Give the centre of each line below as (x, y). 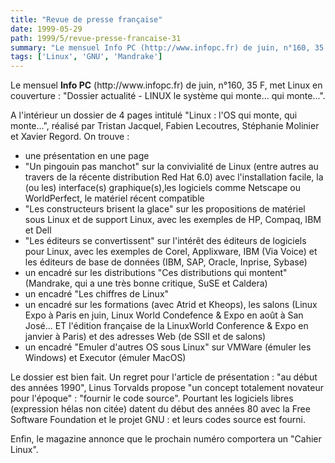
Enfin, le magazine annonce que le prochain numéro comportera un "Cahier (166, 439)
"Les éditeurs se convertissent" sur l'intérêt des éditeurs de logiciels (165, 241)
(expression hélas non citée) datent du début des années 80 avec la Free (160, 409)
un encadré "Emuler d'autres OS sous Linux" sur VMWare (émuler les (168, 347)
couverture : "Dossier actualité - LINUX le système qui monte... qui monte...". (168, 96)
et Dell (38, 230)
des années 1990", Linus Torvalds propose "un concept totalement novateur (167, 388)
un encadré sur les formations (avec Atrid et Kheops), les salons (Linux (171, 305)
